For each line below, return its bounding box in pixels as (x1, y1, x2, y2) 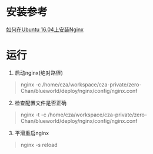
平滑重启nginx (14, 129, 49, 136)
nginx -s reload (20, 141, 58, 148)
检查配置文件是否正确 (14, 99, 66, 106)
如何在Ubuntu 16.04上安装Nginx (6, 26, 84, 33)
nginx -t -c (20, 111, 47, 118)
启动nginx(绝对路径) (14, 69, 64, 76)
